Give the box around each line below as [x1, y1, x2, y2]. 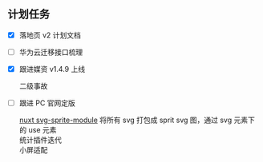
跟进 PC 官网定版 [18, 98, 75, 108]
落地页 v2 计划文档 [18, 30, 82, 40]
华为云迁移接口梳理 [18, 47, 83, 57]
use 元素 [28, 125, 57, 135]
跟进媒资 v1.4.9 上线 [18, 64, 86, 73]
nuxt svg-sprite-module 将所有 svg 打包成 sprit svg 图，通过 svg [18, 115, 233, 125]
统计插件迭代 [18, 135, 62, 145]
